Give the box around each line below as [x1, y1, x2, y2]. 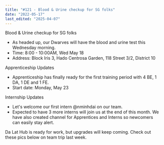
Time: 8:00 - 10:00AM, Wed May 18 [12, 50, 84, 56]
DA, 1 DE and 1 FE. [12, 79, 49, 85]
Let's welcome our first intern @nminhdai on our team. [12, 104, 123, 110]
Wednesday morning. [12, 45, 56, 51]
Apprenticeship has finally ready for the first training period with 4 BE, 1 [12, 74, 157, 80]
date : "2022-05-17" [5, 12, 45, 17]
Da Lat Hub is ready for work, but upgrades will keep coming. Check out [5, 129, 151, 135]
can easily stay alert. [12, 119, 55, 126]
